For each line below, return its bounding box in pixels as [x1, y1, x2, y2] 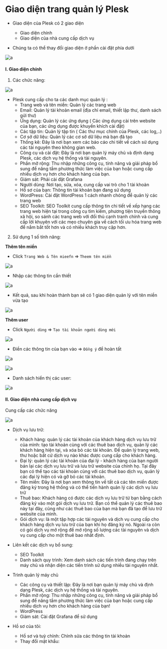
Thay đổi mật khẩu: [19, 638, 60, 644]
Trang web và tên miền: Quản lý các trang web [19, 102, 116, 108]
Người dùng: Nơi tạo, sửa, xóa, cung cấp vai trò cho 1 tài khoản [19, 182, 149, 188]
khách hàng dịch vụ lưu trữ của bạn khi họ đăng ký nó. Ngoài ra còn [19, 522, 160, 528]
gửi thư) [19, 113, 36, 119]
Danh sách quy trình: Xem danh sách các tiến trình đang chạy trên [19, 557, 156, 563]
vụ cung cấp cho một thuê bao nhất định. [19, 532, 105, 538]
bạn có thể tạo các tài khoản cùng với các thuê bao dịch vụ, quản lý [19, 468, 160, 474]
